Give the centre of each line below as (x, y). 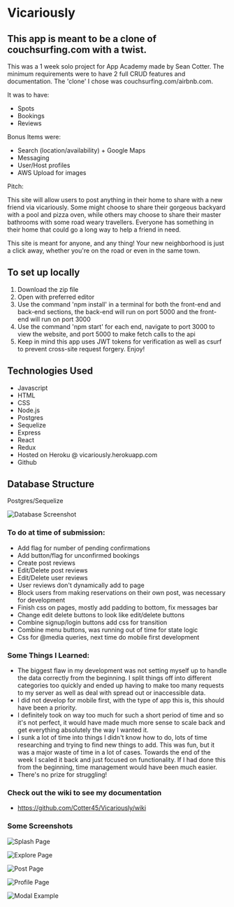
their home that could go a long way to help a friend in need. (94, 230)
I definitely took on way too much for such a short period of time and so (120, 715)
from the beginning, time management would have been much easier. (117, 767)
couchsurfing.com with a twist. (77, 49)
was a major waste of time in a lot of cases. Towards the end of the (114, 752)
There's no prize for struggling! (62, 775)
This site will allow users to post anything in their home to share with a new (115, 200)
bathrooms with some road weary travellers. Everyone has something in (111, 222)
